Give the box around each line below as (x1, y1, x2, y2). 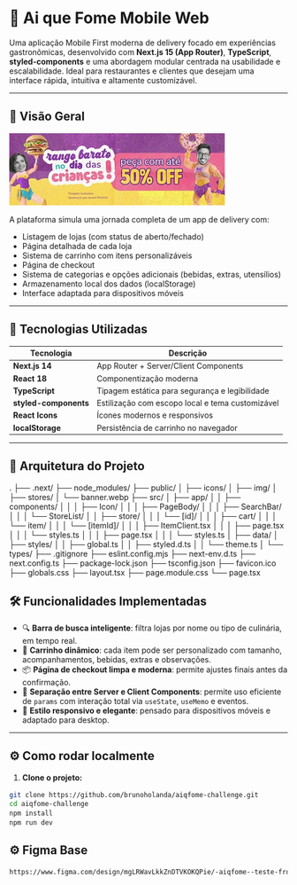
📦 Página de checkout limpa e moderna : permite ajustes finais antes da (21, 664, 288, 675)
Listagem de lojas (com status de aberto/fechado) (21, 231, 205, 242)
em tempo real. (21, 635, 78, 646)
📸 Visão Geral (9, 109, 86, 124)
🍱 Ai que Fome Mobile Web (9, 8, 209, 28)
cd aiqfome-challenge (9, 800, 89, 809)
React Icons (12, 410, 58, 420)
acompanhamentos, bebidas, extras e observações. (21, 654, 212, 664)
